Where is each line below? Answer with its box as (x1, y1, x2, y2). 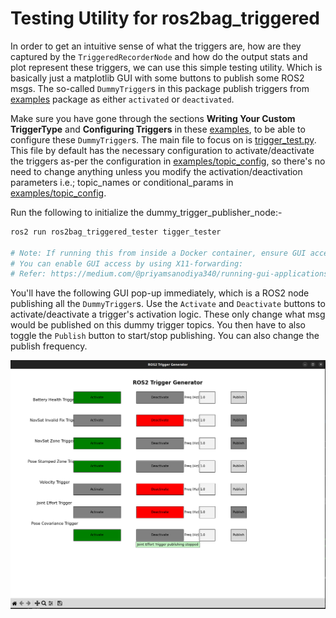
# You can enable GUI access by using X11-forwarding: (10, 258, 244, 269)
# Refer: (10, 269, 47, 279)
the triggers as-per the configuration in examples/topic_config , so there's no (10, 155, 326, 167)
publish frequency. (10, 340, 88, 352)
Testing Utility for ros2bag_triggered (10, 7, 320, 30)
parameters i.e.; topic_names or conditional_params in (10, 176, 234, 188)
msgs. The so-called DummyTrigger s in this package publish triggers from (10, 82, 310, 94)
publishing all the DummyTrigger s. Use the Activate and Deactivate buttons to (10, 298, 326, 310)
